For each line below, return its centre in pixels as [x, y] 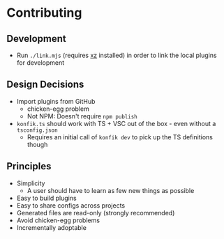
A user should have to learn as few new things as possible [111, 190]
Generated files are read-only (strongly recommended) [96, 213]
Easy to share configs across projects [71, 205]
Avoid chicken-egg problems [58, 220]
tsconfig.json [37, 130]
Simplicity [31, 183]
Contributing [44, 13]
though [37, 144]
